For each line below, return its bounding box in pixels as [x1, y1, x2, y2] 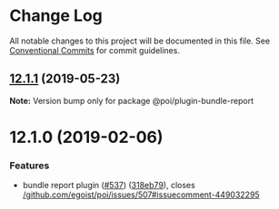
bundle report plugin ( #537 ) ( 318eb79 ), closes [22, 180, 195, 191]
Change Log [9, 5, 103, 26]
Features [9, 159, 50, 172]
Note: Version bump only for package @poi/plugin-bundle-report [9, 95, 254, 106]
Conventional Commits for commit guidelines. [9, 44, 180, 55]
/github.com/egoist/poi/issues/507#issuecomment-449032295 [22, 189, 261, 200]
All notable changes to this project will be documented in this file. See [9, 35, 271, 46]
